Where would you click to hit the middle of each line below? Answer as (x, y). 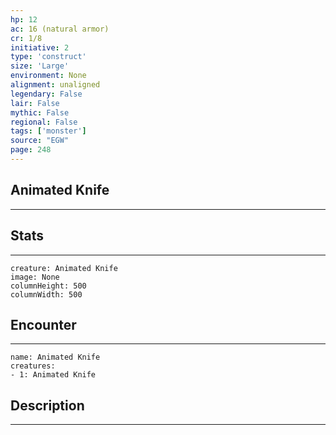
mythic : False (40, 112)
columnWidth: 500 (46, 294)
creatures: (33, 366)
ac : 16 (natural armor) (60, 29)
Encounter (43, 324)
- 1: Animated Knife (53, 375)
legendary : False (46, 94)
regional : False (44, 122)
